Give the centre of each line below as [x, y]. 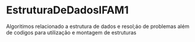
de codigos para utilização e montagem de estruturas [71, 32]
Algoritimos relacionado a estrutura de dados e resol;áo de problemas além [98, 26]
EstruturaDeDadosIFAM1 [67, 10]
